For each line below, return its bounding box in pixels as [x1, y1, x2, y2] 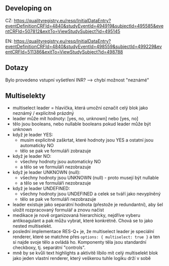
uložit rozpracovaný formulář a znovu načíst [12, 207, 104, 213]
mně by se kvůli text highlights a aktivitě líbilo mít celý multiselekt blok [12, 250, 158, 256]
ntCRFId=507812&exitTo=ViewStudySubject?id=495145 [5, 28, 121, 34]
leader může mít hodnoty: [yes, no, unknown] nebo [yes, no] [12, 116, 139, 122]
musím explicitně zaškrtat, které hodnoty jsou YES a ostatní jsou [20, 137, 154, 143]
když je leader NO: [12, 153, 51, 159]
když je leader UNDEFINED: [12, 186, 70, 192]
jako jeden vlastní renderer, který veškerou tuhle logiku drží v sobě [12, 255, 151, 261]
